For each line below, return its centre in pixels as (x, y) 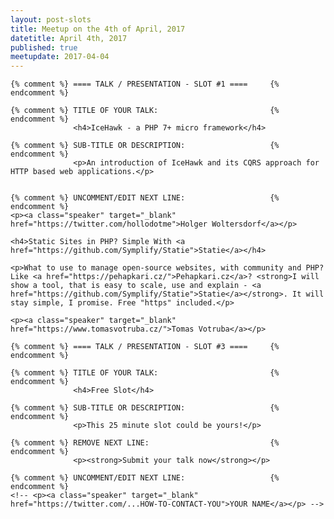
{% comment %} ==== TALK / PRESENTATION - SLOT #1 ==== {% (145, 84)
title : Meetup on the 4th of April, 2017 (98, 29)
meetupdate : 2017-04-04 (60, 57)
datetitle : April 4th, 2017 (69, 38)
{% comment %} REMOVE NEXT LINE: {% (145, 443)
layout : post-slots (51, 19)
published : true (44, 47)
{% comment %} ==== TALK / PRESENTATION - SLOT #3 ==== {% (145, 347)
